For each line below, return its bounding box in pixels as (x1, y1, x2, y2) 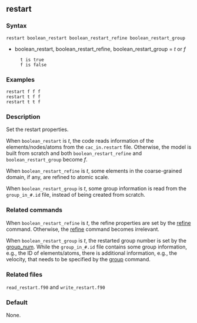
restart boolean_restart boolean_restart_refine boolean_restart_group (6, 35, 185, 41)
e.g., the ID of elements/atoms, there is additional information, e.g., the (6, 249, 178, 257)
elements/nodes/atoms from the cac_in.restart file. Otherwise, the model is (6, 143, 192, 151)
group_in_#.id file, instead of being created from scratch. (6, 191, 146, 198)
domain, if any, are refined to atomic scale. (6, 174, 110, 181)
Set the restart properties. (6, 126, 69, 133)
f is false (20, 62, 47, 68)
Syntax (6, 22, 27, 30)
